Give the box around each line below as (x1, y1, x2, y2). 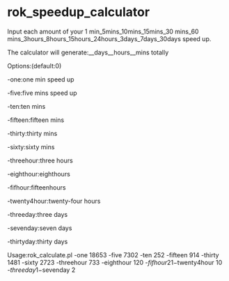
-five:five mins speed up (7, 89, 77, 97)
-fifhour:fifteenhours (7, 183, 66, 192)
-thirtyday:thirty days (7, 237, 68, 245)
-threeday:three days (7, 210, 68, 218)
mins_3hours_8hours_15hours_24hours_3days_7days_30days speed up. (7, 34, 212, 43)
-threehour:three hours (7, 156, 73, 165)
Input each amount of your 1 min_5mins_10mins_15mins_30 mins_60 (7, 27, 199, 36)
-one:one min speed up (7, 75, 74, 84)
